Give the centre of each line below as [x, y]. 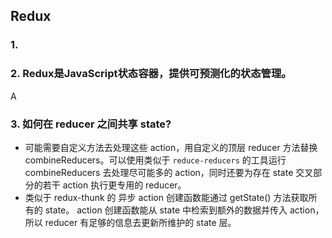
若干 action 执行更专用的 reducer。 [114, 185]
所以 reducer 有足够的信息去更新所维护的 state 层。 [130, 222]
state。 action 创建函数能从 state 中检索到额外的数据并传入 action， [184, 210]
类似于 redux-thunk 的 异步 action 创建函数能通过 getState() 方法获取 [166, 197]
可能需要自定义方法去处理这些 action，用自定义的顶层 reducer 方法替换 [171, 147]
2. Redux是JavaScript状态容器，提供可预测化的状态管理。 [151, 74]
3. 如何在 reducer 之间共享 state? [91, 124]
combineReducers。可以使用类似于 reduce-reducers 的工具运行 [155, 160]
